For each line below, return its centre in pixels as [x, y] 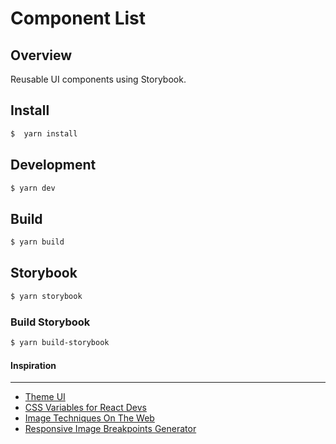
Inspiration [33, 365]
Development [53, 165]
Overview [41, 55]
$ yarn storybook [46, 296]
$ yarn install [44, 133]
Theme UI [45, 397]
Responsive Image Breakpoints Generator [110, 429]
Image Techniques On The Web [89, 418]
